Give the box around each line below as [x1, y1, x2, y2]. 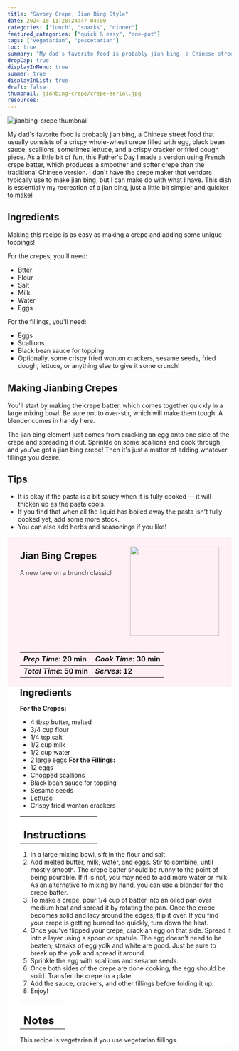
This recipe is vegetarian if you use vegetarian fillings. [20, 1036, 179, 1045]
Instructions [23, 828, 87, 842]
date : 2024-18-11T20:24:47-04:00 [7, 17, 107, 24]
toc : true [7, 44, 37, 51]
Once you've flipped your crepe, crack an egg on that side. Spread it [30, 926, 231, 935]
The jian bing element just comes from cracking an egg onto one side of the [7, 430, 230, 439]
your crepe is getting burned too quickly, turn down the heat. [30, 918, 208, 928]
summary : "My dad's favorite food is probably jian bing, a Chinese [7, 51, 215, 58]
